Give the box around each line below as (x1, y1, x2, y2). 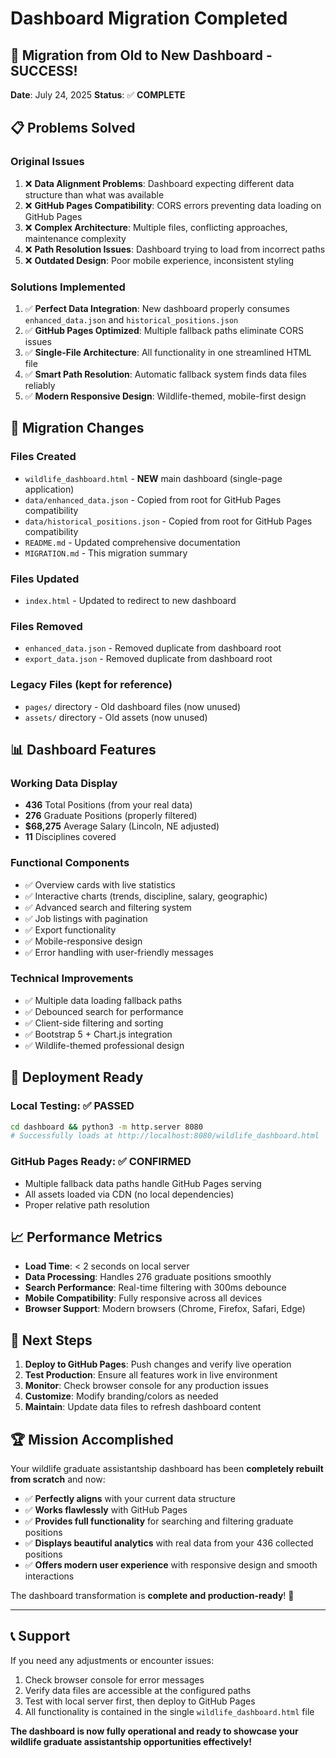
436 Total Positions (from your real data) (24, 799, 193, 811)
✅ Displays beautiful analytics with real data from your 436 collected (24, 1537, 314, 1549)
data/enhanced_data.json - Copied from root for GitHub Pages (24, 493, 282, 506)
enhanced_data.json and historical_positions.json (24, 313, 239, 326)
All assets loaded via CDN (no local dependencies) (24, 1188, 235, 1200)
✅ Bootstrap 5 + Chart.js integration (24, 1028, 173, 1040)
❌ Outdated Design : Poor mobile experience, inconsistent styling (24, 254, 295, 266)
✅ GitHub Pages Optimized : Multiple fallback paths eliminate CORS (24, 324, 305, 336)
